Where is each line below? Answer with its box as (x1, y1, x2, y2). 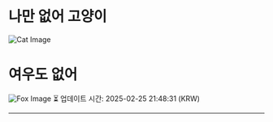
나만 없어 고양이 (8, 7, 107, 26)
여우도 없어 (8, 65, 78, 84)
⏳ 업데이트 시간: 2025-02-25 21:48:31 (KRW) (52, 94, 201, 103)
